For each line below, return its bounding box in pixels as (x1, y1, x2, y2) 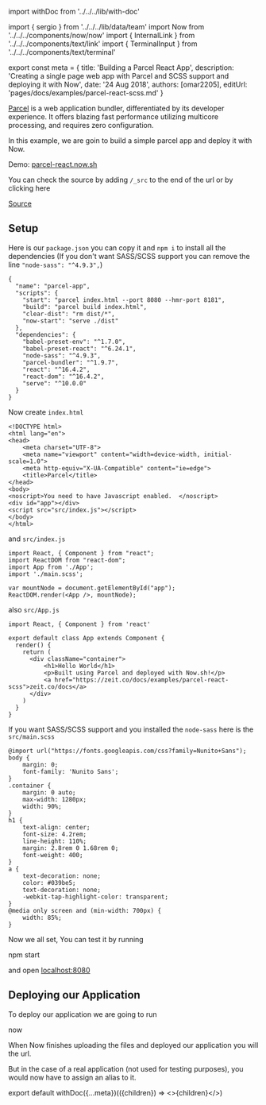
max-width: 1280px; (22, 795, 87, 803)
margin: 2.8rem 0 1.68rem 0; (22, 844, 119, 852)
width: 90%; (22, 802, 62, 810)
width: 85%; (22, 914, 62, 921)
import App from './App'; (8, 563, 94, 571)
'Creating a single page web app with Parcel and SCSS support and (8, 71, 229, 80)
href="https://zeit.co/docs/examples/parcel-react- (54, 675, 229, 684)
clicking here (8, 184, 51, 193)
